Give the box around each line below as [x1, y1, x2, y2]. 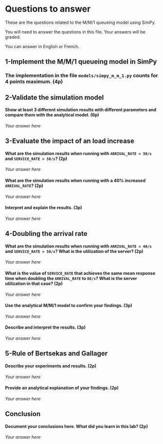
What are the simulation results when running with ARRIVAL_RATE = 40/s [5, 243, 152, 249]
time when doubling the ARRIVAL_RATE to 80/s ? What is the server [5, 276, 137, 282]
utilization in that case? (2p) [5, 281, 63, 286]
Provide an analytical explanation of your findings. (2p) [5, 385, 119, 391]
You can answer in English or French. [5, 43, 79, 49]
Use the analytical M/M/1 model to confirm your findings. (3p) [5, 302, 132, 308]
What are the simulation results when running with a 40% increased [5, 178, 146, 183]
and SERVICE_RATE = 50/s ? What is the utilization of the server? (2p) [5, 248, 144, 254]
